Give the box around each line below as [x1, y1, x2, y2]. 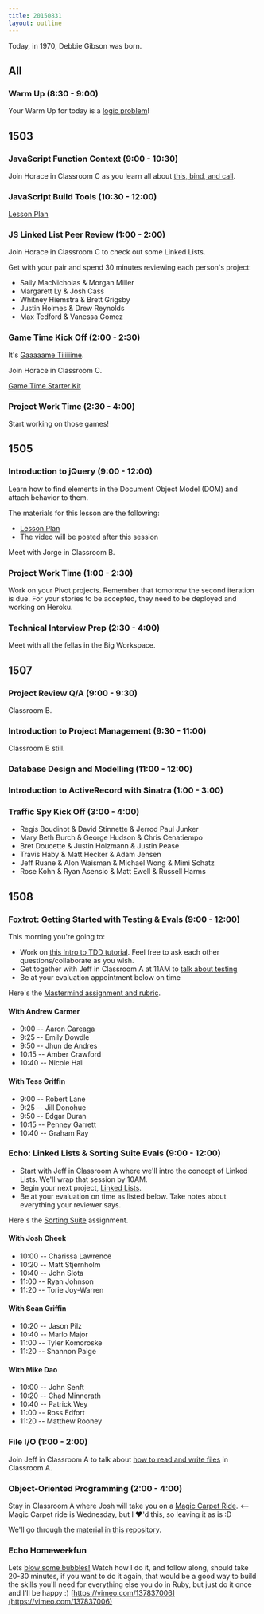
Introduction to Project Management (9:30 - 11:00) [8, 725, 207, 736]
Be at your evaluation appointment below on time [19, 973, 181, 982]
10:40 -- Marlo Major [19, 1329, 89, 1340]
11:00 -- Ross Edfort [19, 1408, 85, 1418]
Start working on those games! [8, 419, 110, 429]
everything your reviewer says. [19, 1199, 122, 1209]
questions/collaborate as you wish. [19, 956, 134, 966]
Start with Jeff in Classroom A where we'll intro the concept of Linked [19, 1166, 248, 1175]
